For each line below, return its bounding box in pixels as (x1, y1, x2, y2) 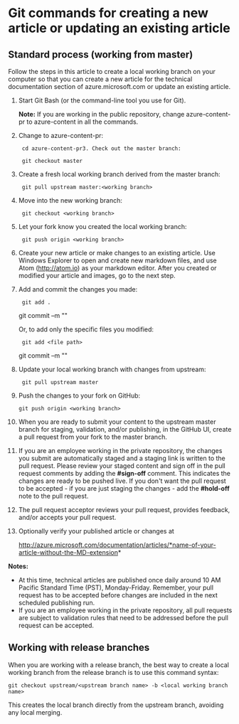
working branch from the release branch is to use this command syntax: (8, 668, 219, 676)
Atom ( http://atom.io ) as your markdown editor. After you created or (18, 264, 217, 272)
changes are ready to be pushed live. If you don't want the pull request (18, 477, 226, 485)
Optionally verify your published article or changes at (18, 527, 175, 535)
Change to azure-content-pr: (18, 132, 104, 139)
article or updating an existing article (8, 20, 230, 36)
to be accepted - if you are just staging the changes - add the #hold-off (18, 484, 230, 492)
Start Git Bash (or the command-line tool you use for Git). (18, 96, 186, 105)
